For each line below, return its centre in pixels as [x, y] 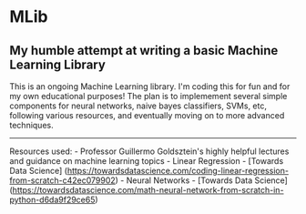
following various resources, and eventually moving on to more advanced [147, 115]
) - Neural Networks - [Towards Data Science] [202, 180]
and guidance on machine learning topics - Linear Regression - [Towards [147, 161]
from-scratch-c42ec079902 [62, 180]
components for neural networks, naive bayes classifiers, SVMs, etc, [138, 106]
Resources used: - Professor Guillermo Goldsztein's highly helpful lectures [149, 151]
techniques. [31, 125]
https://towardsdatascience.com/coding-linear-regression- [178, 171]
